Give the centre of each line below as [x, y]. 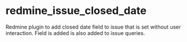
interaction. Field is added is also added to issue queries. [75, 33]
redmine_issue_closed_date [76, 11]
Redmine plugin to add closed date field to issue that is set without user [93, 27]
